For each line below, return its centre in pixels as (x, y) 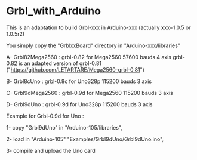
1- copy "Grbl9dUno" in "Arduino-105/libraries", (64, 127)
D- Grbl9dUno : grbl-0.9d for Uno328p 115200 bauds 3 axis (79, 104)
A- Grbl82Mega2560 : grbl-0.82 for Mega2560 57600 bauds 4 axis (89, 57)
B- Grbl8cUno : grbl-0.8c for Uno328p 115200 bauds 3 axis (79, 81)
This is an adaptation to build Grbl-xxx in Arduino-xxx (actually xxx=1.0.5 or (98, 27)
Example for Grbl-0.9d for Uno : (45, 116)
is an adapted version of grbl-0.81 (60, 63)
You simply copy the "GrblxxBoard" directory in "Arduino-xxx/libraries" (93, 45)
